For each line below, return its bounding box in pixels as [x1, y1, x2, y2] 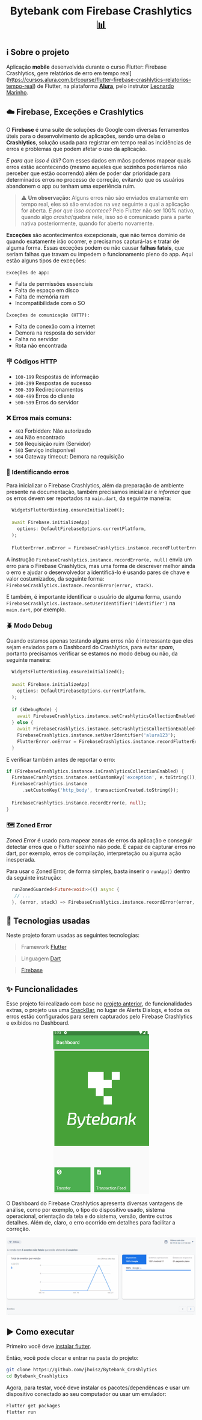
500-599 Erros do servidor [14, 399, 79, 406]
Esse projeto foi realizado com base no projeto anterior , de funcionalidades [6, 1000, 192, 1007]
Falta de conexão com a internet [14, 323, 95, 330]
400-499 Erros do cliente [14, 392, 75, 400]
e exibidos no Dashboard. [6, 1019, 70, 1026]
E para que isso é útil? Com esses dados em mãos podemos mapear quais [6, 156, 191, 164]
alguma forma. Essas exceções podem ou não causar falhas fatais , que [6, 244, 185, 251]
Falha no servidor [14, 335, 59, 342]
